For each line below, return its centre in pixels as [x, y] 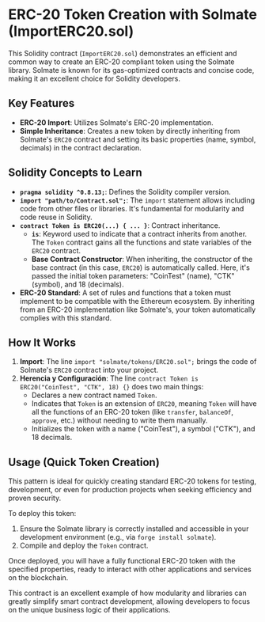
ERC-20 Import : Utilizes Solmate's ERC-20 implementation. [116, 122]
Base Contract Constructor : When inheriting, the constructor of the [142, 259]
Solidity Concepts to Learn [75, 173]
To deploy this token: [42, 514]
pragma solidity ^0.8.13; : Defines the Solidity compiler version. [125, 192]
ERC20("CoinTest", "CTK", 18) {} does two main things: [112, 387]
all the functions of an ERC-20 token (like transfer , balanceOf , [132, 412]
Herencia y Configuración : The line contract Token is [109, 378]
